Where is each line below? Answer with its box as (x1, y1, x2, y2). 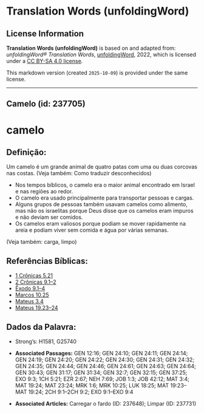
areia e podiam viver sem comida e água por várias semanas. (15, 226, 169, 234)
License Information (6, 29, 84, 39)
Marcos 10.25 (15, 291, 50, 298)
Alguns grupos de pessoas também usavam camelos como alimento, (15, 201, 188, 208)
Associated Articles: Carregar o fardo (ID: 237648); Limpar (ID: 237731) (15, 400, 196, 408)
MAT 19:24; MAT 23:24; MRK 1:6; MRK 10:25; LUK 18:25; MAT (15, 382, 169, 389)
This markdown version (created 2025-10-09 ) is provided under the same (6, 69, 188, 76)
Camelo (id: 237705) (6, 99, 86, 109)
